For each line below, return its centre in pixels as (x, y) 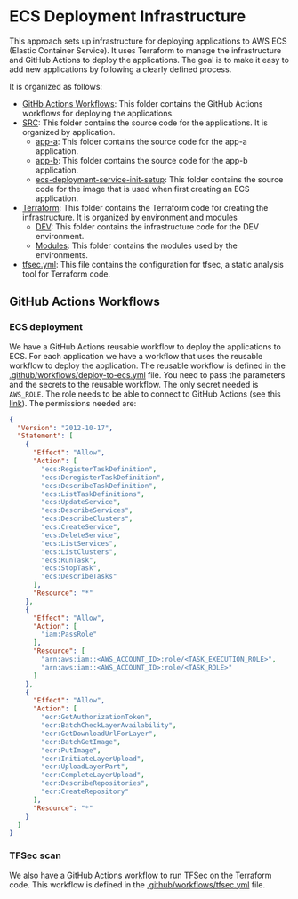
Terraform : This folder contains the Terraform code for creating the (145, 207)
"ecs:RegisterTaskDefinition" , (99, 469)
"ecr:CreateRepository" (85, 791)
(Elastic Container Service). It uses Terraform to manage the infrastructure (145, 50)
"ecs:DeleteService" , (81, 535)
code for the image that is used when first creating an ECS (142, 189)
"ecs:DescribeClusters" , (87, 519)
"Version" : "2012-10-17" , (65, 428)
